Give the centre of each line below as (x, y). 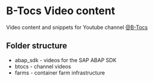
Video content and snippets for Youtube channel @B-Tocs (77, 27)
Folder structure (37, 46)
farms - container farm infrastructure (60, 73)
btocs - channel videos (43, 66)
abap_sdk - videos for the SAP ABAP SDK (65, 60)
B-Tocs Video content (61, 11)
